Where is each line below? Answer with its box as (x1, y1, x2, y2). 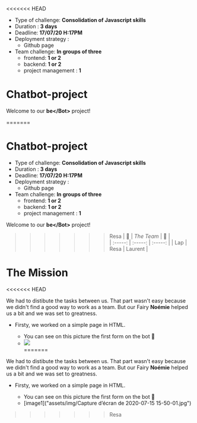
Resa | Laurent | (109, 245, 148, 252)
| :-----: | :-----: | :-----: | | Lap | (109, 238, 188, 246)
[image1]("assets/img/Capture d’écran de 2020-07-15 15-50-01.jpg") (23, 399, 192, 406)
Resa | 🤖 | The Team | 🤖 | (109, 233, 170, 240)
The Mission (6, 266, 68, 279)
